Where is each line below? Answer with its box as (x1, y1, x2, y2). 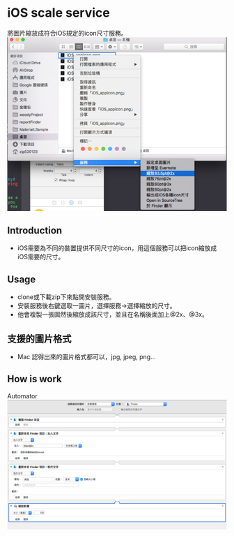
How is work (7, 373, 63, 385)
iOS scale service (7, 5, 110, 21)
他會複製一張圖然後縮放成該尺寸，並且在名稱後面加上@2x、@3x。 (17, 310, 209, 319)
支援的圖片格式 (7, 333, 72, 345)
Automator (7, 391, 38, 400)
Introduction (7, 224, 63, 236)
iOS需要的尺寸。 (17, 253, 65, 261)
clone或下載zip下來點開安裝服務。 (17, 293, 116, 301)
